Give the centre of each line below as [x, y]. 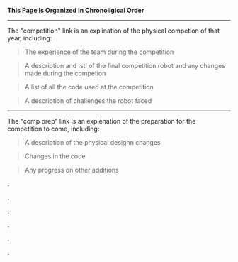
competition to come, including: [53, 129]
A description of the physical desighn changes [92, 142]
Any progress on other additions [72, 170]
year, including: [30, 38]
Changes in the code [55, 156]
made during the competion [65, 73]
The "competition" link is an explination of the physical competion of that [114, 31]
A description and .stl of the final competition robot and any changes [125, 66]
